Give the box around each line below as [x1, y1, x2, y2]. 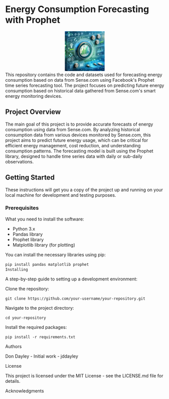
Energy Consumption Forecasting [5, 4, 149, 15]
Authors [5, 343, 22, 349]
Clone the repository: [5, 286, 49, 292]
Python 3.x [12, 225, 35, 232]
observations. [5, 158, 34, 164]
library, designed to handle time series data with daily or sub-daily [5, 153, 143, 159]
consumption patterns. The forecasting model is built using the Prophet [5, 148, 154, 154]
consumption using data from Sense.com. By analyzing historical [5, 126, 140, 132]
